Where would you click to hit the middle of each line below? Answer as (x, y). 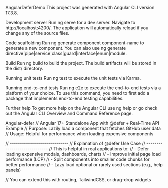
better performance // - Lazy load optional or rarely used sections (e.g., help (84, 165)
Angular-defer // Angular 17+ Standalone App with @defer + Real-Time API (82, 123)
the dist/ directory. (24, 68)
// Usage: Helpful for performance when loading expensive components (79, 134)
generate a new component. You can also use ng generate (66, 48)
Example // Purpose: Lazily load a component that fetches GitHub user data (83, 128)
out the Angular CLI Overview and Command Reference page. (69, 113)
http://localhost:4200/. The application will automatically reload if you (77, 28)
